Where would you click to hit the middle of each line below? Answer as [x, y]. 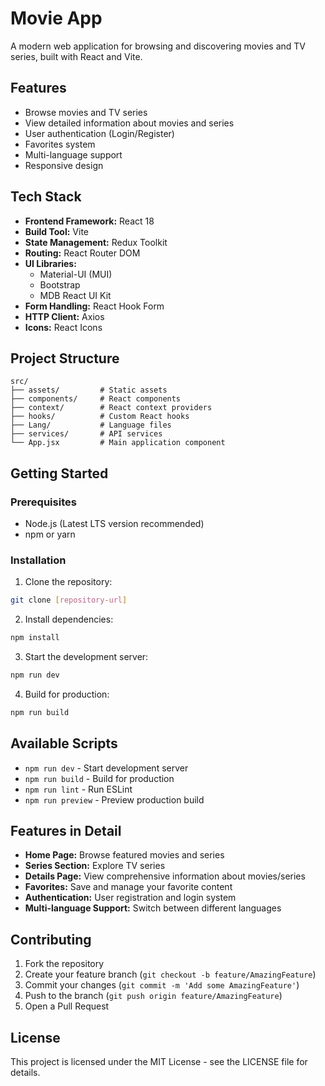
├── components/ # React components [96, 399]
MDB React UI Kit [75, 295]
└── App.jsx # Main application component [118, 443]
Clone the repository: [68, 582]
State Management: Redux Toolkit [96, 242]
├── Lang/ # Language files [91, 425]
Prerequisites [43, 502]
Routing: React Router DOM [82, 253]
